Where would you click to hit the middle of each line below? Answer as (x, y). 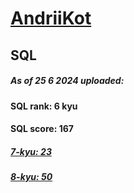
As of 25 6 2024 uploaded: (67, 81)
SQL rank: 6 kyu (44, 106)
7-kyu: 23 (31, 151)
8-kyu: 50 (31, 177)
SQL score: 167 (42, 129)
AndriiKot (51, 18)
